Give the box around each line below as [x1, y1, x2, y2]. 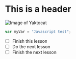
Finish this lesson [12, 38, 48, 44]
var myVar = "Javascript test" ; [5, 29, 71, 34]
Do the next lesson [12, 43, 51, 50]
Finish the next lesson [12, 49, 57, 55]
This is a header [5, 3, 72, 15]
